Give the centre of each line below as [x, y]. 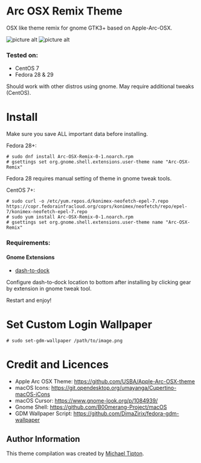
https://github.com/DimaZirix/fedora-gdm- [126, 414]
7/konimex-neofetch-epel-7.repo [47, 212]
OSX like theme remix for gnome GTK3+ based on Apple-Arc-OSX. [89, 28]
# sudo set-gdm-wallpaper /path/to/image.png [64, 341]
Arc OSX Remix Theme [64, 11]
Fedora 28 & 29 [34, 75]
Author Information [43, 439]
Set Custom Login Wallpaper [79, 325]
